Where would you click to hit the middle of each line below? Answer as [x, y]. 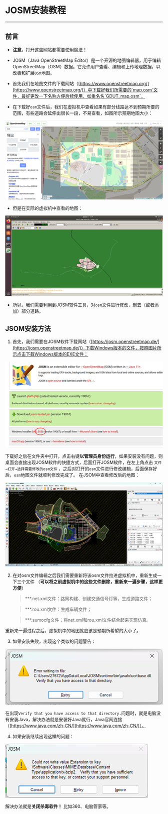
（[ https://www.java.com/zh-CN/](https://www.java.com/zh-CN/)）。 [76, 726]
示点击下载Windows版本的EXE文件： [50, 354]
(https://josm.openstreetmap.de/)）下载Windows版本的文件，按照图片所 [87, 347]
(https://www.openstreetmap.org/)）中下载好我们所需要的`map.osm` [83, 90]
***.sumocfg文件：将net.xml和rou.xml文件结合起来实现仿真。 [88, 620]
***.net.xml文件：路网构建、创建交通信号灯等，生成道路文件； [89, 599]
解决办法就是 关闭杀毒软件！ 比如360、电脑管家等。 [58, 806]
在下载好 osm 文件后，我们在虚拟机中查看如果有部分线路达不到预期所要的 [86, 106]
